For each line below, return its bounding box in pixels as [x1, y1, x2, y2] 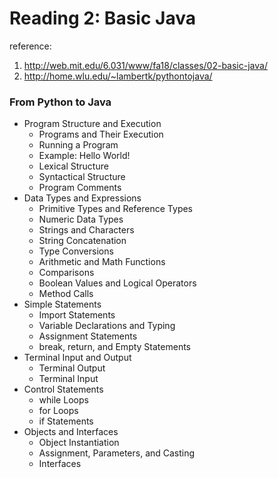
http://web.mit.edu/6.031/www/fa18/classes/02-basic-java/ [23, 59, 268, 71]
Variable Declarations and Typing [38, 320, 176, 332]
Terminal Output [38, 362, 106, 374]
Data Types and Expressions [23, 192, 142, 204]
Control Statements [23, 383, 104, 396]
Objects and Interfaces [23, 426, 119, 438]
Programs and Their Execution [38, 128, 164, 141]
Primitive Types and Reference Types [38, 203, 194, 215]
